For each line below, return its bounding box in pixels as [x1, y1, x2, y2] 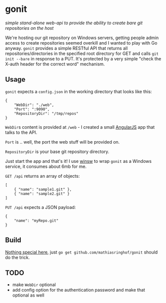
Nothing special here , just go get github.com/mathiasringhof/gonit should [5, 249, 158, 255]
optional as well [12, 292, 45, 298]
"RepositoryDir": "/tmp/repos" [14, 111, 79, 116]
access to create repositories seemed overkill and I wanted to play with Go [5, 40, 158, 46]
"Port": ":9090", [14, 106, 50, 112]
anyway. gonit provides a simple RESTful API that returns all [5, 45, 128, 51]
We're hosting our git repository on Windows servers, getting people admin [5, 35, 159, 41]
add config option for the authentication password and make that [12, 287, 145, 293]
